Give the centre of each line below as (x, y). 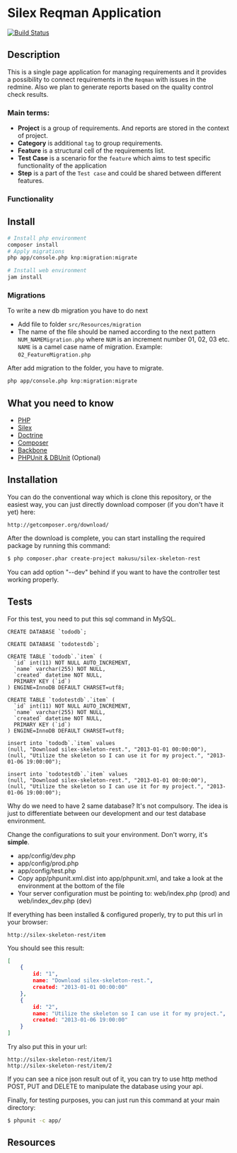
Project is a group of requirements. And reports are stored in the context (123, 128)
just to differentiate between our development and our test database (107, 813)
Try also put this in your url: (47, 1047)
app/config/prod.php (48, 863)
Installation (33, 480)
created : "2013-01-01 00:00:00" (81, 988)
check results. (28, 94)
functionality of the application (62, 166)
